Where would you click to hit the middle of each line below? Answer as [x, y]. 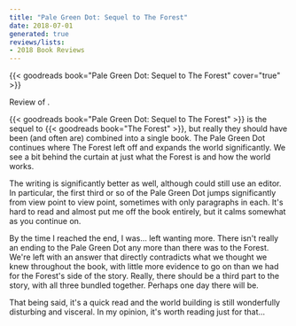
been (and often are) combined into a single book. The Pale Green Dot [137, 138]
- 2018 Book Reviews [47, 50]
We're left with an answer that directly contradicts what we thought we [138, 257]
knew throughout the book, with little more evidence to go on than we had [144, 267]
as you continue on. [45, 221]
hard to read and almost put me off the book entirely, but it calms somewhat [148, 212]
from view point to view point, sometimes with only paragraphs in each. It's [146, 202]
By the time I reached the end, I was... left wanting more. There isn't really [144, 238]
